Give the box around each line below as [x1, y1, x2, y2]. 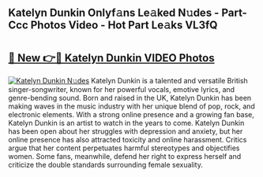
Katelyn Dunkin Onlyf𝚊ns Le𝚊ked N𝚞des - [8, 6, 220, 20]
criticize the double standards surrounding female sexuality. [8, 160, 203, 169]
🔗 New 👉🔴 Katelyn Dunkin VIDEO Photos [8, 51, 215, 65]
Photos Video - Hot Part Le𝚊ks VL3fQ [30, 19, 218, 32]
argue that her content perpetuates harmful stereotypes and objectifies [8, 143, 240, 153]
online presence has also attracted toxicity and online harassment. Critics [8, 135, 247, 144]
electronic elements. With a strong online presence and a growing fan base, [8, 110, 255, 119]
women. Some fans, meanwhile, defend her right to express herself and [8, 152, 242, 160]
